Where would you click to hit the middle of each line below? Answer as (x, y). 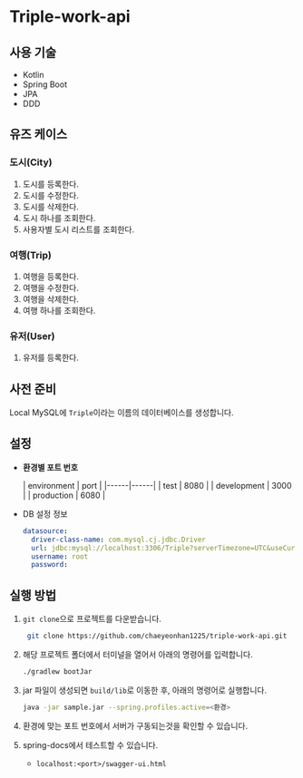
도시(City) (31, 162)
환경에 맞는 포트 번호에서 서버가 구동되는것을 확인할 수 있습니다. (135, 725)
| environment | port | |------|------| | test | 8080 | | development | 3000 (157, 485)
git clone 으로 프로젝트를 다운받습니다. (92, 619)
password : (49, 565)
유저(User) (32, 336)
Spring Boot (45, 84)
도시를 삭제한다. (50, 207)
